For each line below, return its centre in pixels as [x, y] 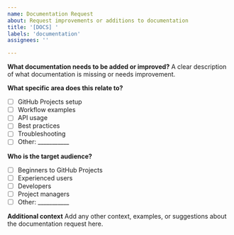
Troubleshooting [41, 134]
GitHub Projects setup [50, 102]
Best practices [39, 126]
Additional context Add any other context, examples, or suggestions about [117, 216]
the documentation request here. [55, 224]
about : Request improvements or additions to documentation [98, 21]
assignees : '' [28, 40]
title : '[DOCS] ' [33, 27]
